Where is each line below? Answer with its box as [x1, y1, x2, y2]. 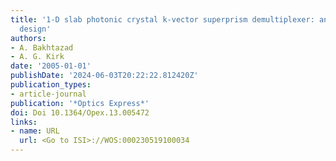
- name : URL [10, 126, 60, 136]
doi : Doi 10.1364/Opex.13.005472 [10, 107, 150, 118]
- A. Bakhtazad [10, 42, 74, 53]
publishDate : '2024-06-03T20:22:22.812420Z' [10, 71, 199, 81]
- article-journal [10, 89, 87, 99]
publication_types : [10, 80, 92, 90]
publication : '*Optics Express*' [10, 98, 150, 108]
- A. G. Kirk [10, 52, 65, 62]
